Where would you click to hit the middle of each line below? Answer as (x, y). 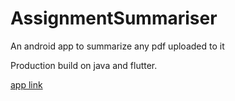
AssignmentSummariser (114, 18)
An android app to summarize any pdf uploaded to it (117, 46)
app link (26, 84)
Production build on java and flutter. (84, 65)
